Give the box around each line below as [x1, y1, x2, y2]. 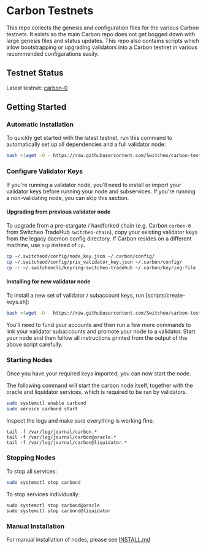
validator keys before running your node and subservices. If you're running [6, 188, 196, 195]
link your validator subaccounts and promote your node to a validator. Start [6, 328, 196, 335]
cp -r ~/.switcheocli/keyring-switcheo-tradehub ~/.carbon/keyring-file [6, 264, 196, 271]
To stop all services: [6, 467, 57, 475]
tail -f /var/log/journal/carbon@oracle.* [6, 434, 116, 440]
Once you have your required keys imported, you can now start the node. [6, 369, 191, 377]
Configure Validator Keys [6, 167, 83, 175]
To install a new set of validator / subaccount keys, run [6, 291, 145, 299]
